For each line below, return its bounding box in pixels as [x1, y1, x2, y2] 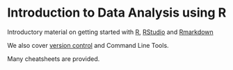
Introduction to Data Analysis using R [7, 5, 227, 21]
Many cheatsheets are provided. [7, 54, 100, 63]
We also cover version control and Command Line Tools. [7, 41, 169, 49]
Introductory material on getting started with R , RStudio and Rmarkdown [7, 28, 214, 36]
